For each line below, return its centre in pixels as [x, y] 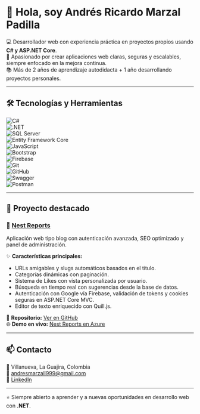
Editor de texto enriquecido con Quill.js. [63, 306]
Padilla [23, 25]
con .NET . [18, 406]
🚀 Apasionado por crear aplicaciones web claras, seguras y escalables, [94, 57]
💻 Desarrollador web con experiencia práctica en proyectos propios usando [100, 42]
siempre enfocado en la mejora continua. [57, 63]
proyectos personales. [34, 78]
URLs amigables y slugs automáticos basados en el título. [85, 268]
